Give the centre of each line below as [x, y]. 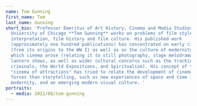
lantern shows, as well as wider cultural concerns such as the [91, 61]
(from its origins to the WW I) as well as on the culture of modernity [102, 50]
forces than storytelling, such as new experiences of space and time [99, 77]
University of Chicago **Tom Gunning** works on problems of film [94, 34]
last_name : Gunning [29, 22]
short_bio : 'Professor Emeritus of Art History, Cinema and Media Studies [99, 28]
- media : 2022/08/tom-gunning [48, 94]
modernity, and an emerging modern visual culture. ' [78, 83]
